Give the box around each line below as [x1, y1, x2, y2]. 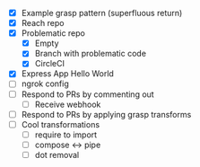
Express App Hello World [21, 68, 114, 79]
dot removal [34, 149, 80, 160]
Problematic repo [21, 28, 86, 39]
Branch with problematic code [34, 48, 147, 59]
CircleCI [34, 58, 65, 69]
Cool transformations [21, 119, 100, 129]
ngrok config [21, 78, 69, 89]
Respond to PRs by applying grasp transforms [21, 109, 192, 119]
